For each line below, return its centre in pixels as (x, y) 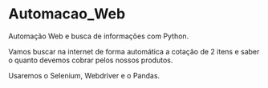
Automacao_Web (67, 14)
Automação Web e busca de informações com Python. (99, 36)
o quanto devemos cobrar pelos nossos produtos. (91, 60)
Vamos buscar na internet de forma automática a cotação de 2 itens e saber (134, 51)
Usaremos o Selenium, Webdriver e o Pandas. (84, 75)
